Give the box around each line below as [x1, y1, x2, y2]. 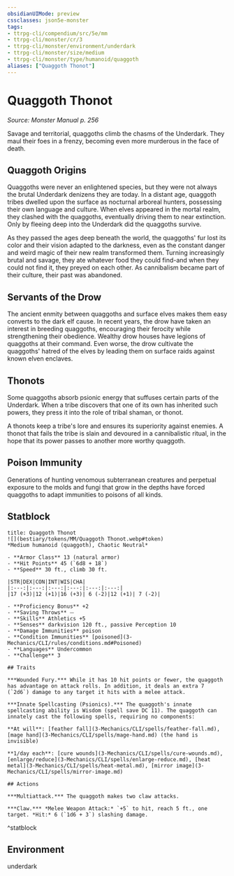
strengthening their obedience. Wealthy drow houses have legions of [7, 332, 206, 340]
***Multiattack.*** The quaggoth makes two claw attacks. [7, 793, 180, 800]
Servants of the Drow [7, 291, 102, 303]
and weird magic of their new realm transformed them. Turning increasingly [7, 249, 225, 257]
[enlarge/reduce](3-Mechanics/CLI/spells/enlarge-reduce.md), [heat [7, 756, 211, 763]
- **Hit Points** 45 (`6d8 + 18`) [7, 559, 108, 567]
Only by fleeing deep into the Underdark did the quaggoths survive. [7, 220, 202, 228]
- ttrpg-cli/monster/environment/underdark [7, 43, 136, 50]
